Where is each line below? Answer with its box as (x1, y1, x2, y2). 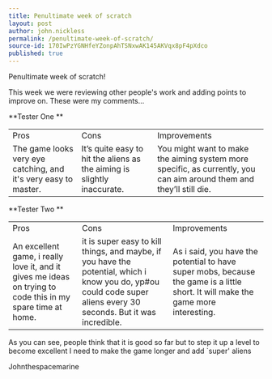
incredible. (82, 317, 122, 328)
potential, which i (82, 266, 147, 277)
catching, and (12, 164, 65, 174)
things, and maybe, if (82, 246, 162, 257)
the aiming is (81, 164, 130, 174)
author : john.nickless (8, 27, 85, 35)
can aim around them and (157, 173, 255, 185)
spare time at (12, 301, 62, 313)
